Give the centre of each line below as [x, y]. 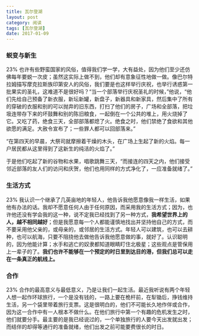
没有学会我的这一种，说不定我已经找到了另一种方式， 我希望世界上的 [105, 215]
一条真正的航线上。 [34, 259]
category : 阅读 [24, 23]
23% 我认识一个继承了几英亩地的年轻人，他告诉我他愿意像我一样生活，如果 [98, 200]
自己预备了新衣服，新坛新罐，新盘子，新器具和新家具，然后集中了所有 [107, 99]
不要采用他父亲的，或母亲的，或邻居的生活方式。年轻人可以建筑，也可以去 [97, 229]
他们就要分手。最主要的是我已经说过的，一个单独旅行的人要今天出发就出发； [99, 319]
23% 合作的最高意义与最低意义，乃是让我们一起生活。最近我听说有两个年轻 [98, 290]
